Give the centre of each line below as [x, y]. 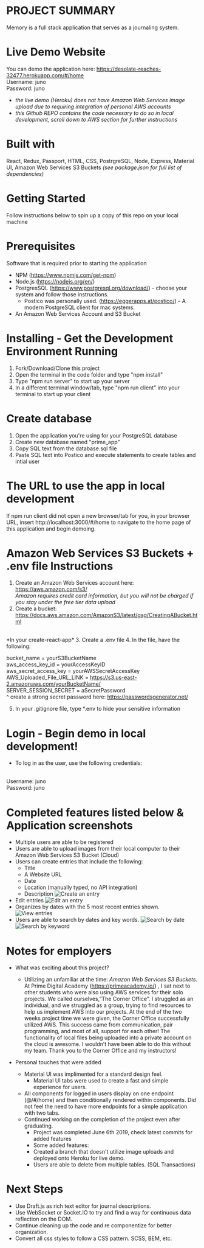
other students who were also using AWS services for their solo [104, 992]
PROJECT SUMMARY [61, 11]
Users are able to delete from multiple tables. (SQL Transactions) [114, 1165]
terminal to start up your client [53, 394]
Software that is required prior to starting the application [76, 263]
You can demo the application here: [51, 69]
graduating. [39, 1126]
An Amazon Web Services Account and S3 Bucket [78, 313]
